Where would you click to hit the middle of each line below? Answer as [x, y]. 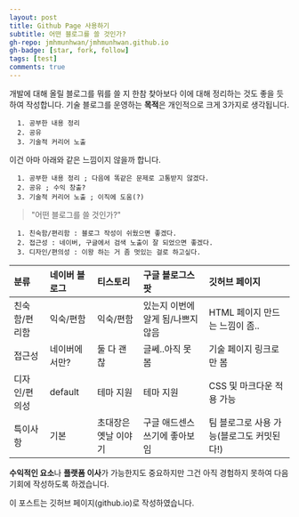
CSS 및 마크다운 [241, 385]
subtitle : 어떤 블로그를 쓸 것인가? [68, 34]
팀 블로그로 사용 [240, 422]
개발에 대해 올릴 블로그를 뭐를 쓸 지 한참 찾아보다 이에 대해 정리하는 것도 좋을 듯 [147, 93]
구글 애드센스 [169, 422]
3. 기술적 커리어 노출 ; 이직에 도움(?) [81, 197]
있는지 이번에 [169, 305]
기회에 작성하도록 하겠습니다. [59, 484]
